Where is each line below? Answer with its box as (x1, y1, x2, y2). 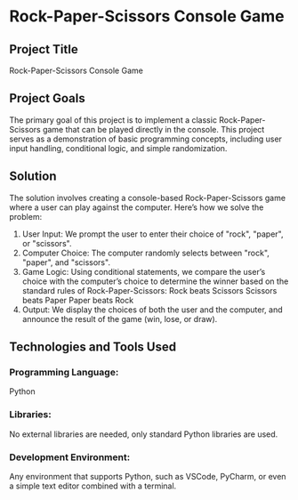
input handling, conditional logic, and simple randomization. (9, 142, 228, 153)
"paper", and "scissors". (21, 256, 111, 268)
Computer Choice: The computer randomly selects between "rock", (21, 247, 270, 258)
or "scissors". (21, 238, 72, 248)
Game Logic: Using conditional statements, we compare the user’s (21, 266, 266, 277)
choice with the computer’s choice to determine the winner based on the (21, 276, 289, 286)
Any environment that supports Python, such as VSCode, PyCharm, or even (9, 471, 286, 481)
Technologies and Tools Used (9, 340, 176, 355)
